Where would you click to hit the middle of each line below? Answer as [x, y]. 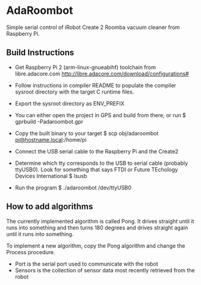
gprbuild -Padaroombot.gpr [49, 121]
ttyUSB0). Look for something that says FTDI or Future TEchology [97, 169]
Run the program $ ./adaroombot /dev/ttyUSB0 [73, 187]
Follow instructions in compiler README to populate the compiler [95, 85]
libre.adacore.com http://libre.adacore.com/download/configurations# [102, 74]
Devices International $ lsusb [51, 176]
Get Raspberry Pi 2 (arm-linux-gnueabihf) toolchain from [85, 67]
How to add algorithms [50, 207]
